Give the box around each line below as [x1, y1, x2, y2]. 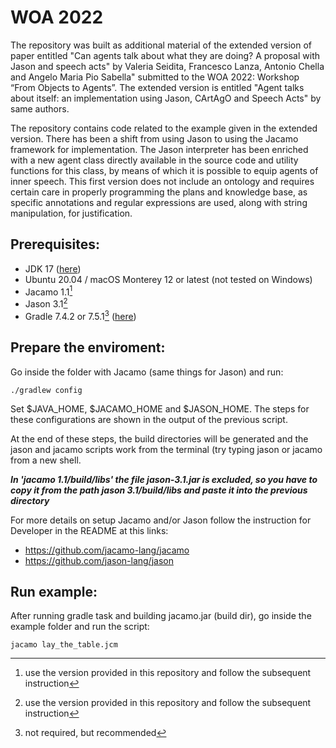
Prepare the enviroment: [10, 339, 166, 356]
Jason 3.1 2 [24, 296, 68, 310]
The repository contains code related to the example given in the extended [10, 122, 318, 134]
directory [10, 494, 50, 506]
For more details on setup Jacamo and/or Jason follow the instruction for [10, 514, 312, 526]
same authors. [10, 102, 70, 115]
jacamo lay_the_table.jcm [10, 640, 118, 650]
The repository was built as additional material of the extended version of [10, 39, 312, 51]
